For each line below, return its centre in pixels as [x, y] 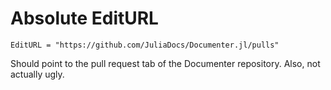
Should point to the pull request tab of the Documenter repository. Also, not [165, 63]
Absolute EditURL [84, 18]
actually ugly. [37, 74]
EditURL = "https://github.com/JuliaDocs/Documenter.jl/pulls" [145, 45]
